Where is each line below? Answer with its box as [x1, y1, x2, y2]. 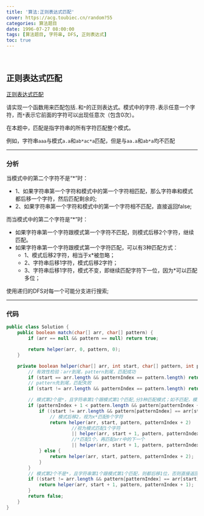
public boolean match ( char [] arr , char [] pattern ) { [17, 330, 154, 336]
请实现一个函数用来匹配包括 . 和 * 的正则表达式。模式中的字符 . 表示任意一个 [6, 103, 190, 110]
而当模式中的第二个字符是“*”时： [6, 216, 89, 223]
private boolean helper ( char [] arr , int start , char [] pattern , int [17, 363, 194, 369]
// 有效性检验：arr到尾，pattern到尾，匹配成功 [28, 368, 136, 375]
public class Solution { [6, 324, 69, 330]
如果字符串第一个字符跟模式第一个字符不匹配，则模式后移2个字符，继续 [15, 229, 194, 236]
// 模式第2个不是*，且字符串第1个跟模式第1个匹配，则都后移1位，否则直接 [28, 470, 190, 476]
